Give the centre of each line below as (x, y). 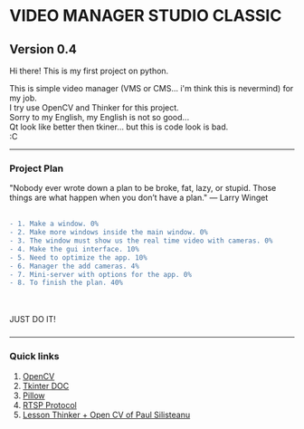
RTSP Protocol (49, 405)
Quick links (35, 357)
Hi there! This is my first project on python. (89, 71)
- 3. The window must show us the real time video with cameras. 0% (141, 241)
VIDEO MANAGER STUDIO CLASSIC (146, 16)
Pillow (33, 396)
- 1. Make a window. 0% (54, 224)
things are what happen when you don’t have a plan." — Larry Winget (139, 198)
